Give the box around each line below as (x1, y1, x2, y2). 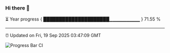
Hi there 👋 (5, 4, 30, 11)
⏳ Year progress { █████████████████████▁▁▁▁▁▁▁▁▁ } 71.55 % (5, 16, 161, 22)
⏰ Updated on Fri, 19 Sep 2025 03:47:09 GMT (5, 32, 101, 38)
